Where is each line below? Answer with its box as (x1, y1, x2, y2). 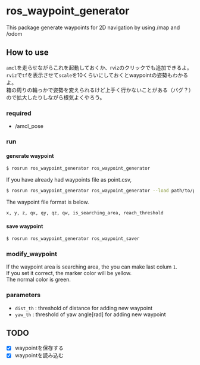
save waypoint (6, 222, 43, 230)
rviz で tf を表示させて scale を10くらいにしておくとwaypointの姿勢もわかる (6, 71, 189, 79)
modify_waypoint (6, 249, 58, 258)
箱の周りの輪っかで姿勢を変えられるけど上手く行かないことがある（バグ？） (6, 86, 194, 93)
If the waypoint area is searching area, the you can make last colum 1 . (6, 263, 177, 270)
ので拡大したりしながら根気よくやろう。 (6, 93, 105, 101)
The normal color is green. (6, 276, 71, 283)
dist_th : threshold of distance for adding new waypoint (14, 304, 153, 311)
